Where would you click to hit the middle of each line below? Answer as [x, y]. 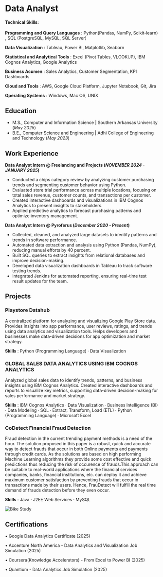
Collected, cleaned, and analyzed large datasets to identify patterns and [84, 235]
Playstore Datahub [27, 310]
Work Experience [32, 153]
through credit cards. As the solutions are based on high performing [73, 454]
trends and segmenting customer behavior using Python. [69, 185]
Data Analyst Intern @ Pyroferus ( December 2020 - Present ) [67, 225]
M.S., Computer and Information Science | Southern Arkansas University [85, 122]
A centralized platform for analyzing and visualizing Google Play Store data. [81, 321]
